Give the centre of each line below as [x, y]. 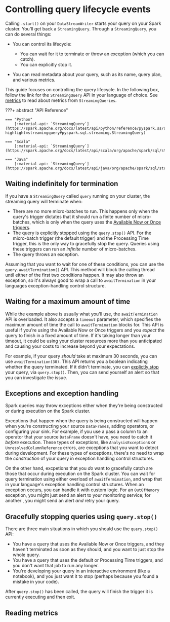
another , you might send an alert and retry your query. [62, 501]
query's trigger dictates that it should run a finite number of [74, 216]
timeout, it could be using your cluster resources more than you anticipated [83, 341]
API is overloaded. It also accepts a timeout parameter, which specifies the [83, 319]
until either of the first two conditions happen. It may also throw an [75, 275]
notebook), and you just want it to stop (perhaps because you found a [85, 576]
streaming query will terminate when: [44, 201]
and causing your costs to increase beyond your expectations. [70, 346]
